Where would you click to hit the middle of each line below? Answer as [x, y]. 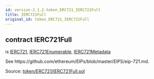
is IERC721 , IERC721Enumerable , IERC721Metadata [58, 52]
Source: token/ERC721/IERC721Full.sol [45, 71]
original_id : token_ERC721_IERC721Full [47, 19]
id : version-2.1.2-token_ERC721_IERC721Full [53, 10]
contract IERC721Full [39, 39]
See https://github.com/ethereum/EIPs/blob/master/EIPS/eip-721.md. [77, 61]
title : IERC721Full [26, 15]
